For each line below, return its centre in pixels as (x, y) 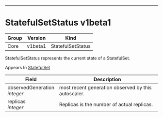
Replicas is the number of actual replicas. (106, 104)
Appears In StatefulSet (28, 67)
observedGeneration (31, 88)
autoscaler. (72, 93)
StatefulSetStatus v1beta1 (58, 23)
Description (107, 79)
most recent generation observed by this (105, 88)
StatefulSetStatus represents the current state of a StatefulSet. (68, 58)
